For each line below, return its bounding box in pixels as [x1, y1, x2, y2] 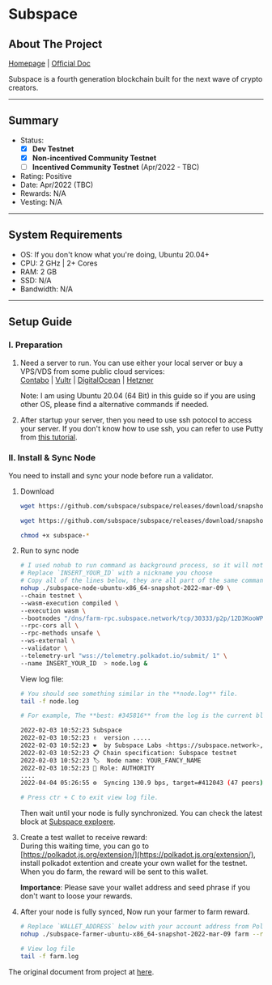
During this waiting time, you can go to [19, 841, 150, 851]
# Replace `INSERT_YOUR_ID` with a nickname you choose [19, 569, 213, 577]
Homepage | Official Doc [8, 58, 91, 68]
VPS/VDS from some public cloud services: [19, 366, 165, 376]
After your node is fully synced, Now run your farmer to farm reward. [19, 907, 250, 917]
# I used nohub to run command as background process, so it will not [19, 562, 264, 570]
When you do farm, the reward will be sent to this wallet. [19, 867, 209, 877]
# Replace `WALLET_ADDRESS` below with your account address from [19, 923, 249, 931]
